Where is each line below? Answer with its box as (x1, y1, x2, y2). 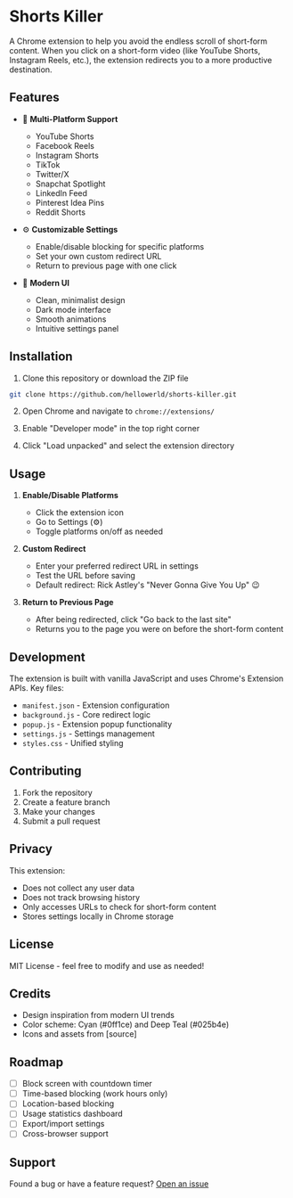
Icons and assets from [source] (21, 1029, 137, 1039)
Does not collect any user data (21, 882, 135, 893)
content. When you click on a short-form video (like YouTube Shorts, (9, 45, 261, 55)
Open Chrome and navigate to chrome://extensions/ (21, 406, 216, 416)
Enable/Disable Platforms (21, 490, 118, 501)
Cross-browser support (21, 1128, 109, 1139)
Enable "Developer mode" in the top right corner (21, 423, 200, 434)
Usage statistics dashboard (21, 1108, 123, 1120)
